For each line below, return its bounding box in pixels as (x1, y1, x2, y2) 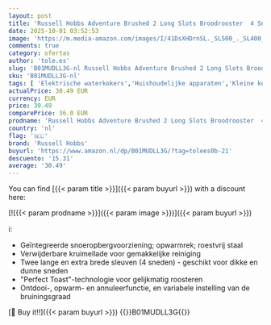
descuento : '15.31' (8, 154, 74, 162)
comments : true (8, 42, 60, 50)
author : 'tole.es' (8, 57, 70, 65)
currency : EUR (8, 94, 56, 102)
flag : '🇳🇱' (8, 131, 48, 140)
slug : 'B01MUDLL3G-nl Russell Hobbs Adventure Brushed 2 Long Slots (8, 65, 244, 73)
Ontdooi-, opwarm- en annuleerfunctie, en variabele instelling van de (19, 283, 250, 293)
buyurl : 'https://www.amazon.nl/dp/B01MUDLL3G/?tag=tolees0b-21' (8, 147, 232, 155)
